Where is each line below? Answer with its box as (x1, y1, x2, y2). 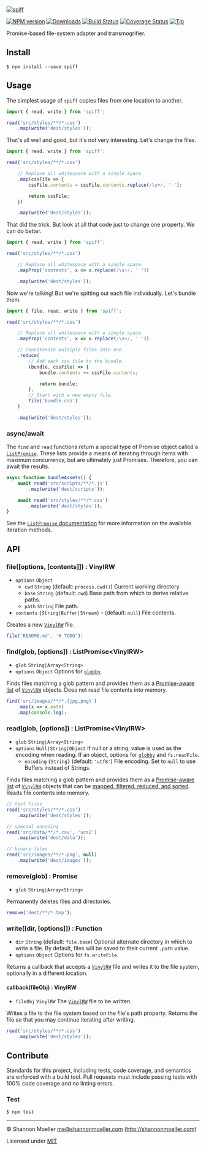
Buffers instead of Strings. (24, 764, 91, 772)
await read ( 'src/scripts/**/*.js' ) (17, 480, 109, 487)
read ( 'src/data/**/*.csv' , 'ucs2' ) (6, 829, 97, 835)
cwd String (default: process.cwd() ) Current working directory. (24, 582, 181, 590)
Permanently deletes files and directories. (6, 898, 112, 906)
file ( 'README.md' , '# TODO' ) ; (6, 633, 84, 639)
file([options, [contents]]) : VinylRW (6, 562, 115, 571)
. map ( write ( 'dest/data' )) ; (17, 835, 86, 841)
